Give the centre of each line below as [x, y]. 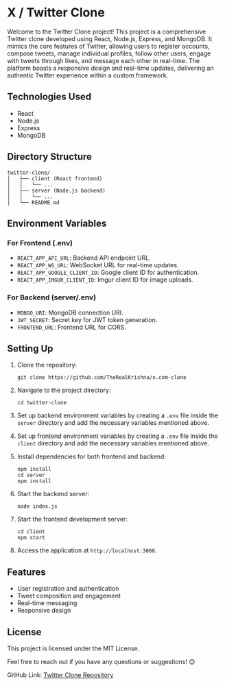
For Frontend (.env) [40, 243]
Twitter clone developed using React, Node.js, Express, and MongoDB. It [110, 38]
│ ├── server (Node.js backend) [57, 191]
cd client [31, 532]
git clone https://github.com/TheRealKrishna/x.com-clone [102, 378]
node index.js [37, 506]
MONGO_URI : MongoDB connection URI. [70, 313]
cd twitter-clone [42, 403]
